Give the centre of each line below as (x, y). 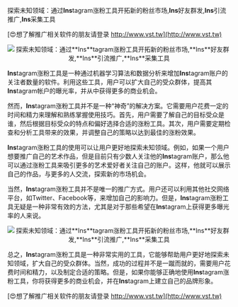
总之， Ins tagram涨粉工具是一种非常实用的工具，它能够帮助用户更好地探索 (115, 254)
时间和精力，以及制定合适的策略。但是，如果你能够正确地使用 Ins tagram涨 (121, 272)
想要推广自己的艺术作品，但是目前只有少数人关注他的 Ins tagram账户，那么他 (118, 156)
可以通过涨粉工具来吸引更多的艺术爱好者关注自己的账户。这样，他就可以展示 (119, 165)
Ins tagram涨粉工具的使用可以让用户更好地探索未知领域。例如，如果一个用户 (118, 147)
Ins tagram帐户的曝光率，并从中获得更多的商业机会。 (84, 91)
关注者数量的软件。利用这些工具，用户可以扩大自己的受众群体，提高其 (110, 82)
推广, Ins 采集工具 (32, 19)
